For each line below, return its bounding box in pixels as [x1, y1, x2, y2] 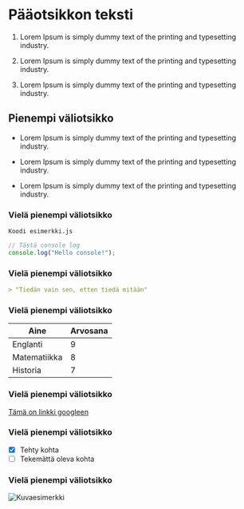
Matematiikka [12, 352, 63, 363]
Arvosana [70, 325, 108, 336]
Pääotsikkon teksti [8, 6, 134, 24]
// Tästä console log [8, 241, 81, 249]
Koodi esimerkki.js [8, 228, 73, 236]
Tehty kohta [19, 445, 60, 455]
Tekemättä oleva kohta [19, 454, 95, 463]
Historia [12, 365, 41, 376]
